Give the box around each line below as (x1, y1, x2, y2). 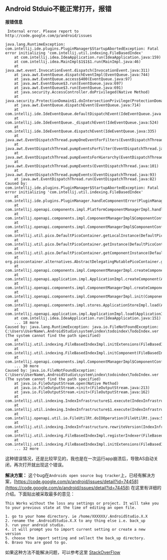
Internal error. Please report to (7, 29, 79, 34)
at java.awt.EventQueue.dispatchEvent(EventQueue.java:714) (14, 102, 141, 108)
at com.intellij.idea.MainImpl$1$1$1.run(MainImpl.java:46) (14, 59, 141, 64)
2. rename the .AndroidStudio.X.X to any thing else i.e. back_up (5, 518, 146, 523)
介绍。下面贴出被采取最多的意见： (5, 491, 75, 497)
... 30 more (14, 363, 39, 369)
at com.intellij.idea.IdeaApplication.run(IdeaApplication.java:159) (14, 55, 162, 60)
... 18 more (14, 320, 39, 325)
